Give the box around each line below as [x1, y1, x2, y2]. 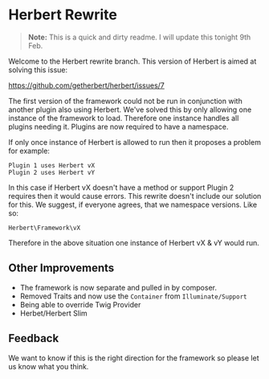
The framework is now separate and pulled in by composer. [19, 282, 217, 292]
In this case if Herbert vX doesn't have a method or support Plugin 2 [8, 183, 234, 192]
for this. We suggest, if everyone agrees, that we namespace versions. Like [8, 200, 258, 209]
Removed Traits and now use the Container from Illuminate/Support [19, 291, 247, 301]
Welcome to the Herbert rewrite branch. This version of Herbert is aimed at [8, 56, 257, 66]
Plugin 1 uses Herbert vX [8, 161, 95, 170]
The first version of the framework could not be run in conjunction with [8, 96, 243, 105]
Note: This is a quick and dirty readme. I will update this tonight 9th [27, 32, 251, 42]
